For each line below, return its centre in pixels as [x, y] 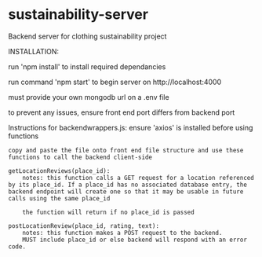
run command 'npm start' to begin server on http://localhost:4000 [115, 82]
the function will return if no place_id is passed [108, 212]
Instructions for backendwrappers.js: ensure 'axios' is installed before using [131, 127]
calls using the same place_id [59, 198]
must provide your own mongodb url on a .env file [89, 97]
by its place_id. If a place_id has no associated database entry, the [127, 185]
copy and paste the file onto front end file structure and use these [126, 150]
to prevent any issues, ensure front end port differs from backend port [122, 112]
